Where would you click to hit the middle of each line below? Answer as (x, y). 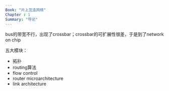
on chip (13, 40)
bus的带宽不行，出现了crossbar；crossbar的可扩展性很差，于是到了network (84, 34)
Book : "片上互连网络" (26, 10)
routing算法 (24, 67)
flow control (25, 73)
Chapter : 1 (18, 15)
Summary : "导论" (21, 19)
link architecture (29, 84)
